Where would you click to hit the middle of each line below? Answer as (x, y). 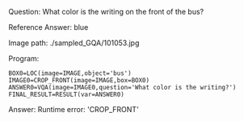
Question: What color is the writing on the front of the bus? (106, 12)
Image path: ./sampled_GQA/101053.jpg (74, 43)
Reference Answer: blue (48, 27)
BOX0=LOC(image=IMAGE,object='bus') (70, 73)
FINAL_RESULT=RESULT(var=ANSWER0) (67, 94)
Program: (24, 58)
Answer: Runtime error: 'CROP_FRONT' (74, 109)
